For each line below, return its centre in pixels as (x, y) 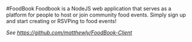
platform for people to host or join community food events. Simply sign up (96, 15)
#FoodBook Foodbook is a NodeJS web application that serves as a (89, 9)
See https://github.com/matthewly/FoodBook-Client (69, 33)
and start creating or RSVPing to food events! (61, 21)
